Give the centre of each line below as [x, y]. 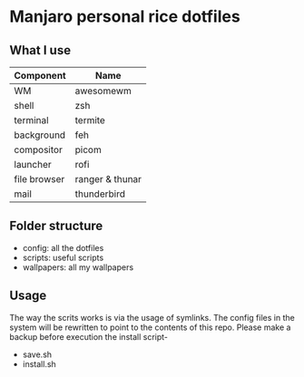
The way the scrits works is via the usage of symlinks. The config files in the [152, 317]
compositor [39, 150]
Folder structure [56, 226]
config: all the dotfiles [63, 247]
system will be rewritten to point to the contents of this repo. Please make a [150, 327]
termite [90, 120]
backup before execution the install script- [89, 336]
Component [40, 76]
